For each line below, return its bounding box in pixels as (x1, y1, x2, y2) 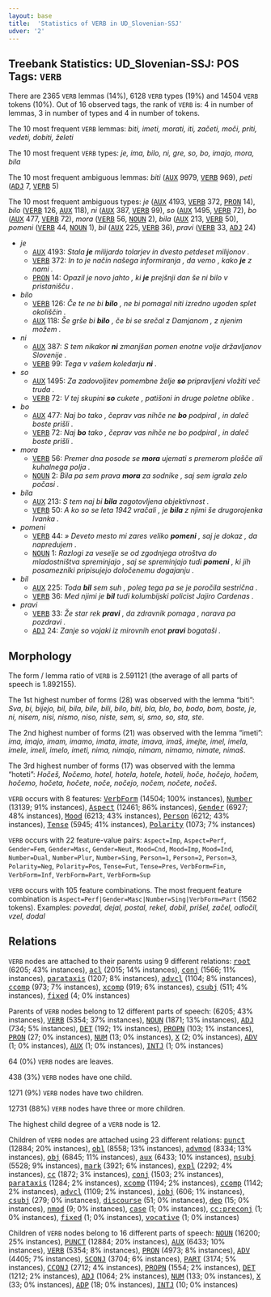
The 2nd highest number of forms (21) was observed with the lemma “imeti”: (8, 728, 263, 737)
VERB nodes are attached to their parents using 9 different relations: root (8, 956, 251, 966)
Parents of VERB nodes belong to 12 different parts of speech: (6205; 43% (8, 1006, 253, 1016)
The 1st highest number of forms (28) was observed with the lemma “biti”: (8, 695, 255, 705)
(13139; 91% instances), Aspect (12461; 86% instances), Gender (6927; (8, 803, 248, 812)
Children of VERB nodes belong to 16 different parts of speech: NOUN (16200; (8, 1228, 260, 1238)
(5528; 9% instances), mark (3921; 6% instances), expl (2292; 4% (8, 1160, 233, 1171)
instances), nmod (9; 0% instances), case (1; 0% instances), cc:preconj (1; (8, 1204, 263, 1214)
